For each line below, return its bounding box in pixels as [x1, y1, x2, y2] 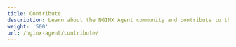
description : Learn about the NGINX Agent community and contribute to [7, 17, 221, 23]
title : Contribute [7, 10, 61, 17]
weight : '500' [7, 23, 49, 30]
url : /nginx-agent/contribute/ [7, 29, 99, 37]
